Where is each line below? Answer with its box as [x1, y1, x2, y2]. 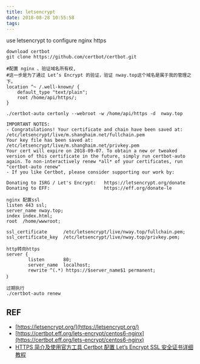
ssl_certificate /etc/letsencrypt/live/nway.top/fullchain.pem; [6, 229, 186, 235]
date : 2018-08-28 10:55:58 [6, 15, 75, 21]
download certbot [6, 49, 50, 55]
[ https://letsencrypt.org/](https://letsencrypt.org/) [15, 323, 139, 331]
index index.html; [6, 213, 53, 219]
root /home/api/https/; [17, 95, 78, 101]
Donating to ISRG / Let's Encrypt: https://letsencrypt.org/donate [6, 180, 186, 186]
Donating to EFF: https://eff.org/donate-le [6, 185, 172, 192]
